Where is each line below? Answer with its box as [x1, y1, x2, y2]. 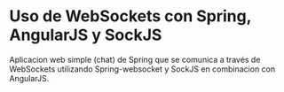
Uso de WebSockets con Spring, [9, 6, 251, 27]
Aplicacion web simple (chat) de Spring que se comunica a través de [9, 54, 261, 65]
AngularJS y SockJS [9, 25, 162, 45]
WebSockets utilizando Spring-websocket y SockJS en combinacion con [9, 64, 276, 74]
